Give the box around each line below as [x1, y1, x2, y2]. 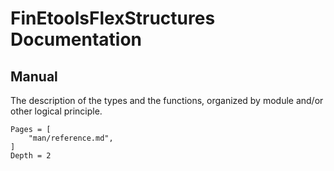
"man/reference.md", [28, 133, 114, 143]
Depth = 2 [10, 151, 52, 161]
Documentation [10, 28, 143, 51]
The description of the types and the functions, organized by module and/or [10, 95, 324, 106]
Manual [10, 68, 58, 85]
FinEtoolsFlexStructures [10, 7, 216, 30]
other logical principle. [10, 105, 103, 117]
